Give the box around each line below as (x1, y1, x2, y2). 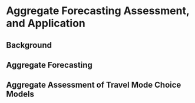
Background (6, 40, 52, 50)
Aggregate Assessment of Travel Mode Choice (6, 80, 181, 90)
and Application (6, 16, 85, 30)
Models (6, 89, 34, 99)
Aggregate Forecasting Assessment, (6, 4, 190, 18)
